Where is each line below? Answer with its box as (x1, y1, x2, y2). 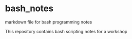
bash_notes (5, 3, 54, 14)
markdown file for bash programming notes (5, 19, 93, 25)
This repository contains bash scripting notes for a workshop (5, 28, 128, 34)
